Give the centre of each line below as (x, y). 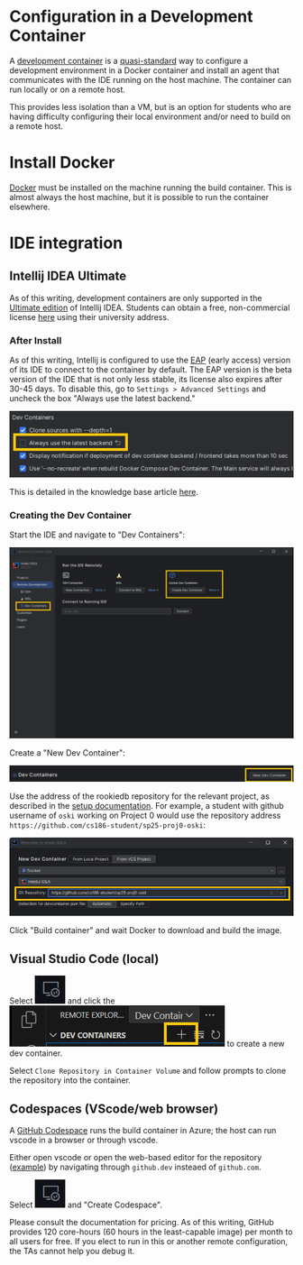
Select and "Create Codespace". (86, 1205)
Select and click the (62, 1001)
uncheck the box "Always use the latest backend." (102, 399)
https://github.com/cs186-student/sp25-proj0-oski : (107, 825)
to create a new (256, 1044)
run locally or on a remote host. (68, 89)
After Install (36, 340)
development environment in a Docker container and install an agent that (144, 70)
